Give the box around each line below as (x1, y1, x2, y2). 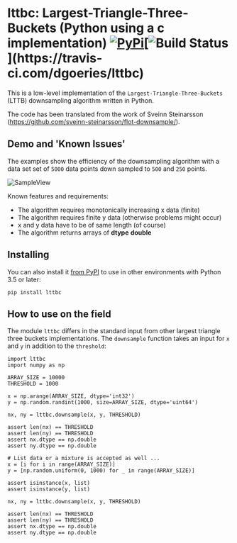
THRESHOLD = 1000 (7, 381, 59, 388)
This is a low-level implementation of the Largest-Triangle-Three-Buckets (7, 89, 224, 97)
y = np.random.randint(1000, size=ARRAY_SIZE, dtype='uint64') (7, 399, 199, 406)
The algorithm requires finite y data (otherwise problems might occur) (17, 213, 222, 221)
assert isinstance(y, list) (7, 486, 91, 493)
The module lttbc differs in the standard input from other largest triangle (7, 327, 221, 335)
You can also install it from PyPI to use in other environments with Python (7, 267, 221, 276)
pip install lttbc (7, 289, 62, 296)
